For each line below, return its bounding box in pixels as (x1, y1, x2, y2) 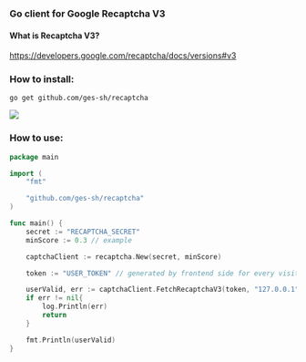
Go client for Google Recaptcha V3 (9, 7, 166, 20)
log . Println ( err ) (42, 302, 107, 312)
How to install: (9, 73, 75, 86)
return (42, 311, 67, 320)
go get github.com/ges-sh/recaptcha (9, 94, 148, 103)
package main (9, 152, 59, 161)
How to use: (9, 131, 64, 144)
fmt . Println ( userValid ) (25, 336, 117, 345)
